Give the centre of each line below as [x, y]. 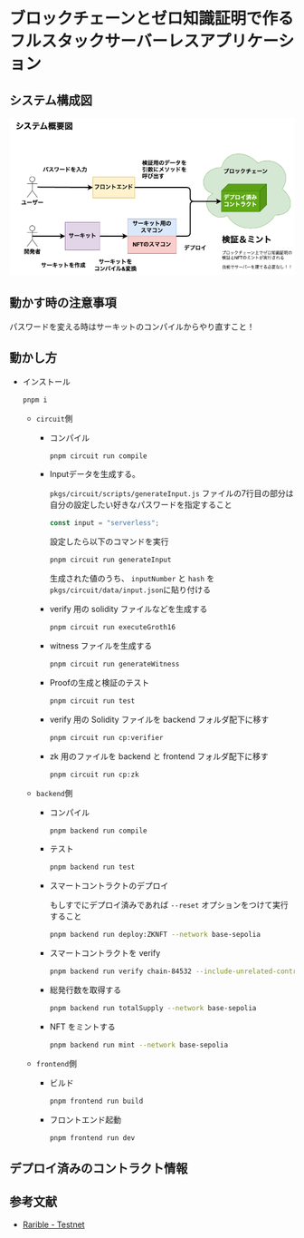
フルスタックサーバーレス [104, 41]
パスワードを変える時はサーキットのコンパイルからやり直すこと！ [132, 327]
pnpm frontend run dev [92, 1138]
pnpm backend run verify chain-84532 [120, 971]
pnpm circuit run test [92, 701]
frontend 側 [56, 1063]
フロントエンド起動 [85, 1119]
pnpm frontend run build [96, 1101]
